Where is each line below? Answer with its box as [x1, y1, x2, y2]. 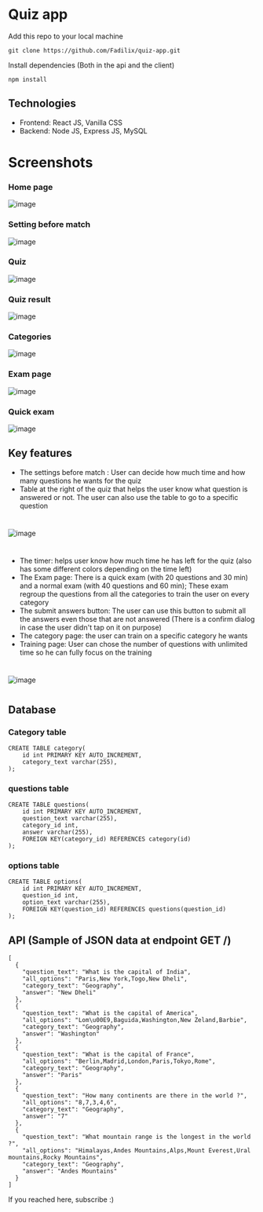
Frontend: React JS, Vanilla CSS [19, 118, 123, 127]
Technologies [8, 97, 77, 111]
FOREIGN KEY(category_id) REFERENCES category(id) [22, 835, 192, 843]
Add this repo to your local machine [8, 31, 124, 41]
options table [8, 860, 60, 871]
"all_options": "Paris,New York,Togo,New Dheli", [22, 975, 188, 983]
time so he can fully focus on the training [19, 648, 152, 657]
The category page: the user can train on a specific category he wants [19, 631, 248, 641]
